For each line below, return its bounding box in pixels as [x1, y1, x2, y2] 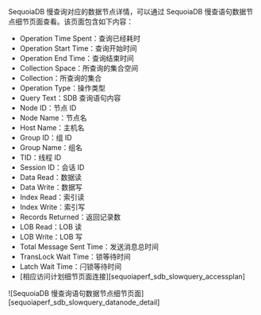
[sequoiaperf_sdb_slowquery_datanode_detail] [8, 298, 160, 307]
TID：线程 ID [19, 153, 62, 162]
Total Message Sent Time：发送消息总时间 [19, 242, 159, 252]
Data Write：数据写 [19, 182, 83, 192]
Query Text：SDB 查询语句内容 [19, 94, 121, 102]
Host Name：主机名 [19, 123, 85, 133]
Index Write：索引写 [19, 202, 86, 212]
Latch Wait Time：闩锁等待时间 [19, 262, 121, 271]
